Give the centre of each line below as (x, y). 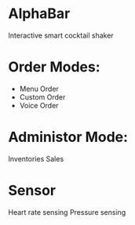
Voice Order (39, 105)
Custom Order (42, 97)
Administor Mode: (68, 137)
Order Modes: (54, 67)
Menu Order (39, 89)
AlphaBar (39, 14)
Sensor (32, 191)
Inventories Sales (36, 158)
